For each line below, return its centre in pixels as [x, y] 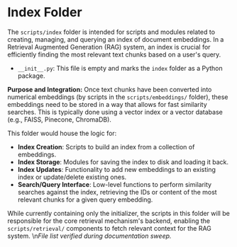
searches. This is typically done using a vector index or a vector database [115, 112]
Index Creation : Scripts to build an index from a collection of [106, 147]
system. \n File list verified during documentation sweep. [89, 236]
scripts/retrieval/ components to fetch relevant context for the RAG [109, 228]
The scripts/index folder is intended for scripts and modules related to [111, 32]
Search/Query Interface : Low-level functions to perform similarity [114, 184]
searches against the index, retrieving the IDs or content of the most [117, 192]
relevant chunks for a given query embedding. [85, 200]
